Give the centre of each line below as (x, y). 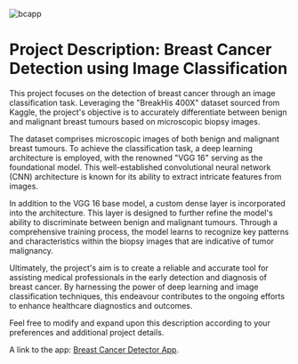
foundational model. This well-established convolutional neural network (140, 167)
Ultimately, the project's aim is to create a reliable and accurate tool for (139, 268)
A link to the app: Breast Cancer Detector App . (94, 349)
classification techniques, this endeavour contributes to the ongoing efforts (147, 296)
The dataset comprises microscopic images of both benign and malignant (145, 139)
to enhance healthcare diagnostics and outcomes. (101, 305)
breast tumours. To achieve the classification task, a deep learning (131, 148)
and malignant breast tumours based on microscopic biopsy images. (135, 121)
